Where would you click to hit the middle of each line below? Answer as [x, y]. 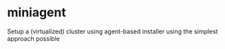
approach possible [33, 38]
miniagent [37, 13]
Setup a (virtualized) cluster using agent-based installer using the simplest [112, 31]
